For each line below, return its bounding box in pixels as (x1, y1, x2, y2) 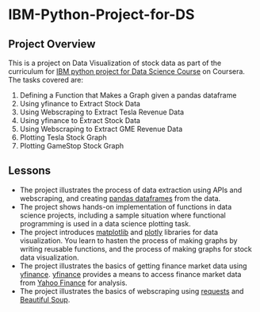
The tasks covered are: (8, 75, 84, 84)
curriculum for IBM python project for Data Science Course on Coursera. (8, 67, 246, 76)
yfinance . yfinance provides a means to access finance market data (19, 269, 242, 279)
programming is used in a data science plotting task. (19, 218, 192, 228)
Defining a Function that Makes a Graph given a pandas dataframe (19, 91, 237, 100)
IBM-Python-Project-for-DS (8, 6, 195, 24)
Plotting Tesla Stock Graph (19, 133, 107, 142)
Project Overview (8, 37, 96, 51)
